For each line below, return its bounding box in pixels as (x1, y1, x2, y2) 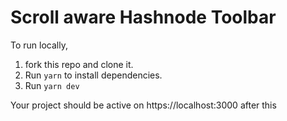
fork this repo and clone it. (24, 58, 134, 70)
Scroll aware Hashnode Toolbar (10, 6, 277, 29)
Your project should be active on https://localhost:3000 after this (10, 99, 277, 111)
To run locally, (10, 39, 68, 51)
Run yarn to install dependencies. (24, 69, 163, 81)
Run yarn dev (24, 79, 80, 91)
